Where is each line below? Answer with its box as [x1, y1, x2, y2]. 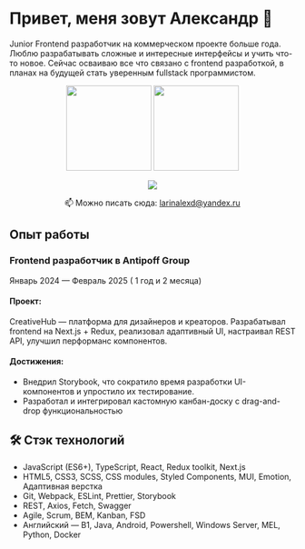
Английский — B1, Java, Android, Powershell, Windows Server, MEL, [22, 519, 281, 530]
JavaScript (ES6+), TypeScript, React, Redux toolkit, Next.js [22, 461, 247, 472]
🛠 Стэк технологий [9, 433, 125, 448]
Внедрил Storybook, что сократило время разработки [22, 376, 233, 387]
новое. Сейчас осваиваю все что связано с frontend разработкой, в [19, 57, 284, 68]
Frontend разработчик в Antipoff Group [9, 255, 191, 267]
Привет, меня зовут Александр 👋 [9, 8, 273, 29]
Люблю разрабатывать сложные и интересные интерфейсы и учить [9, 47, 274, 58]
